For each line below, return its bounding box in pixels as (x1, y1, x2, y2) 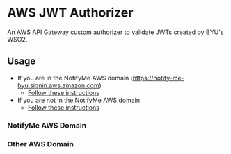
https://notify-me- (132, 74, 184, 82)
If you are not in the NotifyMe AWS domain (17, 96, 141, 104)
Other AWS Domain (7, 139, 74, 148)
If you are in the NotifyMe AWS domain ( (17, 74, 134, 82)
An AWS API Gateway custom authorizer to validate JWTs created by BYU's (7, 28, 224, 36)
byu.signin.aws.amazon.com (17, 81, 99, 89)
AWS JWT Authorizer (7, 5, 134, 21)
